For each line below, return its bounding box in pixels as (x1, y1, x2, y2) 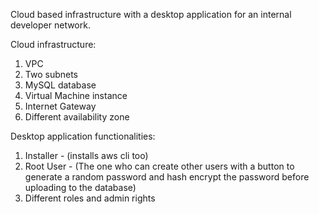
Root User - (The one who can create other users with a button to (24, 160, 295, 172)
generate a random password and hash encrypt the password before (24, 171, 310, 183)
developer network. (10, 19, 91, 31)
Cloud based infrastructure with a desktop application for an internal (10, 9, 292, 20)
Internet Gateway (24, 100, 97, 112)
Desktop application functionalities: (10, 130, 156, 142)
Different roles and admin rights (24, 192, 156, 204)
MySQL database (24, 79, 97, 91)
